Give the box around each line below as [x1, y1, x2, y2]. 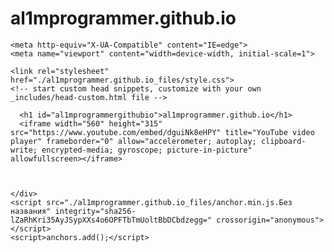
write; [10, 145, 38, 155]
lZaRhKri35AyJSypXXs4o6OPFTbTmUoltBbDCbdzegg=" [10, 215, 213, 225]
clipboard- [260, 136, 307, 146]
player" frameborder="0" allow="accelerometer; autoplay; [10, 136, 257, 146]
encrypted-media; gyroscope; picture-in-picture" [41, 145, 253, 155]
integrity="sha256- [54, 206, 137, 216]
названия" [10, 206, 52, 216]
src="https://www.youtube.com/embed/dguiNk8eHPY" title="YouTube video [10, 127, 315, 137]
